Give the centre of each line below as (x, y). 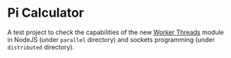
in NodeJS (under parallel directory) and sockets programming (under (111, 39)
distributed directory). (41, 47)
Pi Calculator (46, 13)
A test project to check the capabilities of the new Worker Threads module (115, 32)
